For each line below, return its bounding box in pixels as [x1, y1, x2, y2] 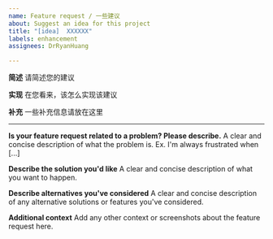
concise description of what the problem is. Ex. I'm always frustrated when [8, 140, 259, 150]
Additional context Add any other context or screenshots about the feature [8, 213, 261, 223]
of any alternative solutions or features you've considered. [8, 197, 205, 207]
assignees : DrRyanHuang [8, 42, 89, 50]
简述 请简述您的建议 [8, 72, 75, 82]
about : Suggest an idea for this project [8, 20, 151, 28]
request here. [8, 221, 54, 232]
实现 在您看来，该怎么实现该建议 [8, 90, 118, 100]
